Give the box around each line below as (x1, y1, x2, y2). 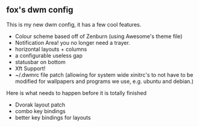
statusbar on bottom (14, 58, 66, 65)
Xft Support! (14, 65, 46, 72)
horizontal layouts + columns (14, 45, 87, 53)
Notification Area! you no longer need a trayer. (14, 39, 131, 46)
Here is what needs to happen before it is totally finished (6, 89, 147, 96)
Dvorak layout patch (14, 101, 65, 108)
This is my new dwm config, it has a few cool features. (6, 21, 142, 28)
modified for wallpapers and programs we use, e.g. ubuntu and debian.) (14, 77, 194, 85)
